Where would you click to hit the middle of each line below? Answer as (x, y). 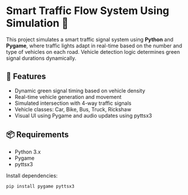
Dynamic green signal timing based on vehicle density (80, 90)
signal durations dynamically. (41, 58)
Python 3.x (28, 152)
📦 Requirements (37, 135)
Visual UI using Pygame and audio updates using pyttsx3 (83, 115)
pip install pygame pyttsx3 (40, 186)
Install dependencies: (32, 175)
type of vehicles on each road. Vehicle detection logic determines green (93, 52)
